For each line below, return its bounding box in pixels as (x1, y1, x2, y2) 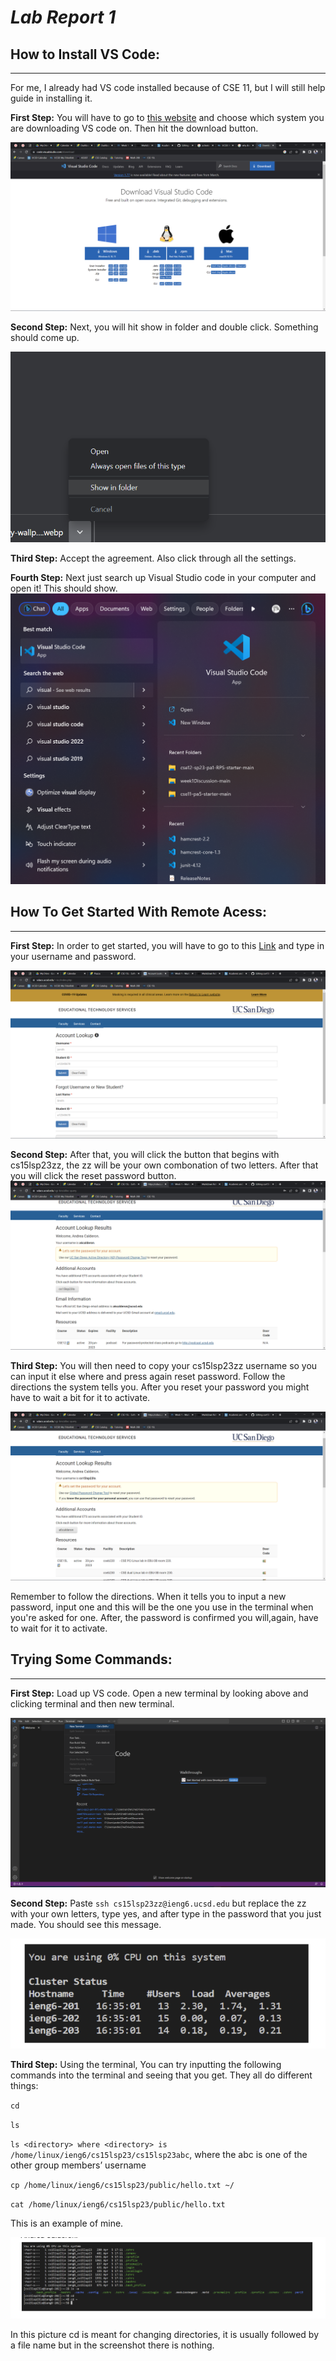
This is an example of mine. (10, 2217, 124, 2229)
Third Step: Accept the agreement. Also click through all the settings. (10, 552, 297, 564)
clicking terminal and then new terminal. (10, 1697, 175, 1710)
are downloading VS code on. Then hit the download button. (10, 122, 259, 134)
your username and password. (10, 950, 137, 962)
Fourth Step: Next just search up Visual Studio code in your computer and (10, 571, 317, 583)
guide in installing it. (10, 92, 93, 104)
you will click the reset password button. (10, 1170, 177, 1182)
